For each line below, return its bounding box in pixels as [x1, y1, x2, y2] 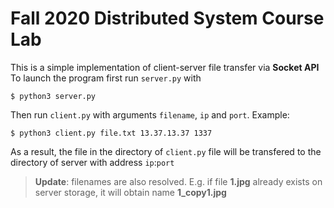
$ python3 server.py [10, 91, 97, 101]
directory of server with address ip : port [10, 156, 175, 168]
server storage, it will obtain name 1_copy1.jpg [34, 186, 227, 198]
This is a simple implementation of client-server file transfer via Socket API [10, 61, 320, 73]
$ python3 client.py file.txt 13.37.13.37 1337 [10, 128, 213, 138]
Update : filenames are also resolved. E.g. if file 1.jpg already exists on [34, 175, 323, 187]
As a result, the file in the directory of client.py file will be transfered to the [10, 145, 322, 157]
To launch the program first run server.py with [10, 72, 202, 84]
